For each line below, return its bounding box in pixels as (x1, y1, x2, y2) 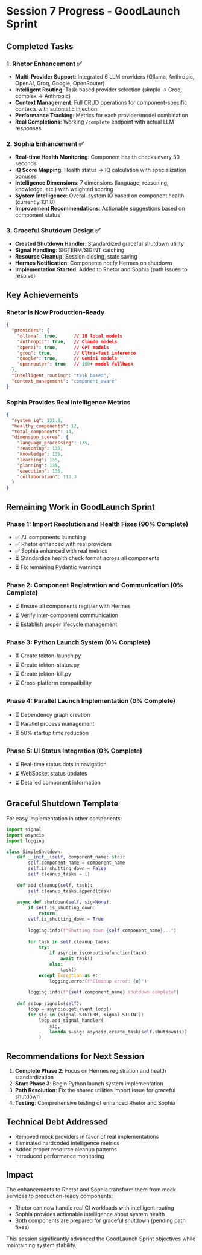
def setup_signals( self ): (17, 1001, 83, 1007)
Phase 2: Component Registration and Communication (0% (6, 581, 184, 589)
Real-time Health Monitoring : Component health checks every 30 (14, 153, 180, 161)
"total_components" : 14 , (11, 429, 74, 435)
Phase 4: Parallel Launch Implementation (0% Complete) (6, 697, 176, 705)
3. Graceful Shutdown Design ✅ (6, 226, 101, 235)
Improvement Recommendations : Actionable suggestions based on (14, 205, 185, 212)
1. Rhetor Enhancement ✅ (6, 59, 83, 68)
